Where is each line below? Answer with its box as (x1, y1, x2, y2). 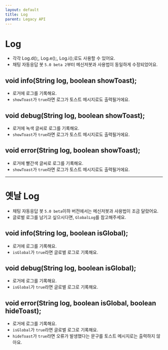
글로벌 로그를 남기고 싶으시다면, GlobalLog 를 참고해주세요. (12, 214, 126, 220)
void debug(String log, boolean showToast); (5, 111, 145, 120)
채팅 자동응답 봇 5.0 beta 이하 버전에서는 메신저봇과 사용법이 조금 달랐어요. (12, 208, 159, 214)
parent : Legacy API (5, 16, 46, 21)
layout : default (5, 7, 39, 12)
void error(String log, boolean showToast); (5, 146, 140, 155)
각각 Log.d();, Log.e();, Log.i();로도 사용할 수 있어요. (12, 55, 115, 61)
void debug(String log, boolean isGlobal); (5, 263, 136, 272)
